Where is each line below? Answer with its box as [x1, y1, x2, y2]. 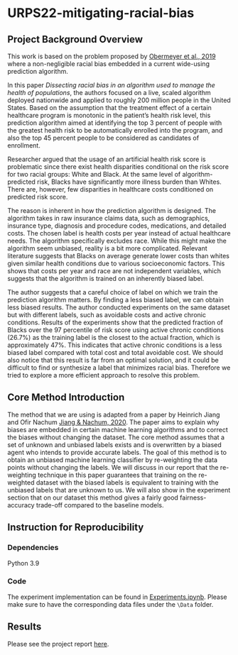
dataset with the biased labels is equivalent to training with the [36, 478, 219, 487]
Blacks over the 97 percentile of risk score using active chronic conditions [7, 326, 224, 334]
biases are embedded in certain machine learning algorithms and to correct [7, 425, 229, 434]
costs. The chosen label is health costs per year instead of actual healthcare [7, 229, 231, 237]
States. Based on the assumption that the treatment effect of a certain [7, 104, 212, 111]
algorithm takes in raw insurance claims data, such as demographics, [7, 214, 210, 222]
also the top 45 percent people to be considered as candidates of [7, 133, 200, 142]
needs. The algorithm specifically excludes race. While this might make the [7, 236, 227, 245]
